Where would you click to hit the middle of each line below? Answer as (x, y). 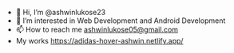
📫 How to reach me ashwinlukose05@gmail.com (97, 29)
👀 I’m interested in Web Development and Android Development (121, 21)
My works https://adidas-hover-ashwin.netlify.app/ (99, 41)
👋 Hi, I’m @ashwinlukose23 (61, 12)
